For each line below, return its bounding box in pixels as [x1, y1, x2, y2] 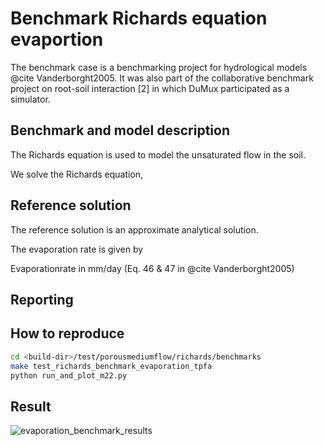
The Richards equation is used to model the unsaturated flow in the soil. [10, 148, 307, 161]
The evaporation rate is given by [10, 243, 144, 255]
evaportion [10, 28, 104, 51]
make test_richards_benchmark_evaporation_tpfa [10, 361, 213, 371]
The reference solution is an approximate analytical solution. [10, 223, 259, 236]
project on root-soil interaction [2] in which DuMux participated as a [10, 82, 290, 94]
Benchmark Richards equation [10, 7, 268, 30]
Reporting [10, 291, 74, 308]
